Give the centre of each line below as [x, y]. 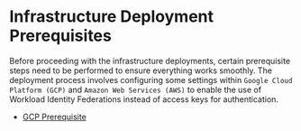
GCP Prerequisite [55, 117]
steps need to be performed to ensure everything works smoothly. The [141, 70]
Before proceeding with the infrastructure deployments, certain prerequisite [150, 61]
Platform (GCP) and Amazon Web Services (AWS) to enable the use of [136, 89]
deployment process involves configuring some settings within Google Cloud [151, 80]
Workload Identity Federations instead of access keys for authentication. [144, 99]
